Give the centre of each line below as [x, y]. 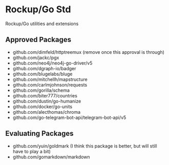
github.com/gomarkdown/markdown [51, 157]
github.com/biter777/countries [45, 95]
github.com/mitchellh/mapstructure [50, 79]
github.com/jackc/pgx [36, 57]
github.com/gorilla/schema [41, 90]
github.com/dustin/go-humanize [47, 101]
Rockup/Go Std [38, 9]
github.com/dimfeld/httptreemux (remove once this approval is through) [89, 52]
